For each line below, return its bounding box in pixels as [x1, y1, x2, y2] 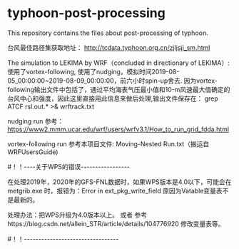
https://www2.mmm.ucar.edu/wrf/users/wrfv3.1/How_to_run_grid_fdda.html [7, 125, 230, 133]
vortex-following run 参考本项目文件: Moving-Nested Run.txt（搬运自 [7, 139, 210, 148]
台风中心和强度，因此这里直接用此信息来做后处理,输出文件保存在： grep [7, 94, 219, 103]
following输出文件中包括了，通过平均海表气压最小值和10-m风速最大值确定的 [7, 85, 230, 93]
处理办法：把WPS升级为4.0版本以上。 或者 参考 [7, 210, 148, 219]
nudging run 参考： [7, 116, 64, 126]
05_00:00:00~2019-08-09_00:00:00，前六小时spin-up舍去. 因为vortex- [7, 76, 218, 85]
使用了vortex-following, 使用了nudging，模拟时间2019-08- [7, 67, 180, 76]
